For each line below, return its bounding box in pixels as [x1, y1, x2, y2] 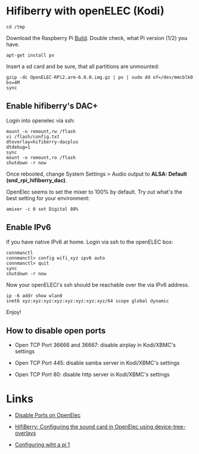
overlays [14, 430, 36, 437]
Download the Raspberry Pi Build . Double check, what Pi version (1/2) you [6, 34, 188, 41]
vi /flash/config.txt [6, 133, 60, 140]
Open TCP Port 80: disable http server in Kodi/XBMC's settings [14, 371, 170, 378]
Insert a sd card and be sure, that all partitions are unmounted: [6, 63, 160, 70]
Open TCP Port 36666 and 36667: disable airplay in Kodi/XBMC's [14, 342, 176, 349]
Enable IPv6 [6, 222, 52, 232]
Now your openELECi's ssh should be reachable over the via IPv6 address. [6, 281, 189, 288]
